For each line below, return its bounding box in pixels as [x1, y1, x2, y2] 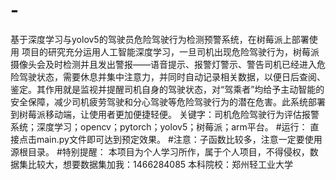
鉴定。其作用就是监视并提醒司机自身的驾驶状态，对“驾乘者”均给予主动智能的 [10, 83, 325, 95]
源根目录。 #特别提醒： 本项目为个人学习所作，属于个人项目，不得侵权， [10, 145, 310, 158]
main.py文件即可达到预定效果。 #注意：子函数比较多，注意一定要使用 [36, 133, 323, 145]
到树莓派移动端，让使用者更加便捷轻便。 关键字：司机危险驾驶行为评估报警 [10, 108, 320, 120]
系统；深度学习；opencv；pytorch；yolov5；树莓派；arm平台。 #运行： [10, 120, 308, 133]
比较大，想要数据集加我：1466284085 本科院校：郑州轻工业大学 [27, 158, 294, 170]
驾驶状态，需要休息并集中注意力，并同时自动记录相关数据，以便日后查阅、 [18, 70, 326, 83]
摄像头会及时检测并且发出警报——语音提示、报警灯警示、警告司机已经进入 [10, 58, 317, 70]
